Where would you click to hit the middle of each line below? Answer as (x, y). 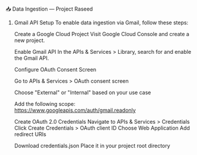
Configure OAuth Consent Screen (55, 70)
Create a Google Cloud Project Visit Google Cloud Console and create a (101, 34)
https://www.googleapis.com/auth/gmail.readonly (75, 110)
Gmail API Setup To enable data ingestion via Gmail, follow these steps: (101, 22)
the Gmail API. (31, 58)
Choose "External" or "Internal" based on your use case (82, 92)
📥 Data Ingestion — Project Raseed (49, 9)
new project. (29, 40)
